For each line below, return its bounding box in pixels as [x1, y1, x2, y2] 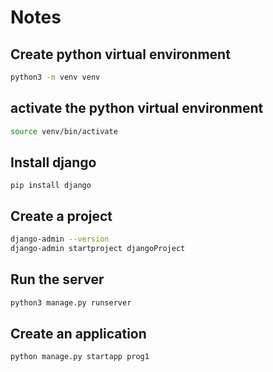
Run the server [10, 271, 105, 288]
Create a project [10, 207, 113, 225]
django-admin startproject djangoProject [10, 244, 186, 254]
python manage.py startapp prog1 [10, 352, 150, 362]
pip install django [10, 181, 92, 191]
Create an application [10, 326, 147, 343]
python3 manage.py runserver [10, 297, 132, 308]
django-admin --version [10, 234, 110, 245]
